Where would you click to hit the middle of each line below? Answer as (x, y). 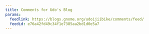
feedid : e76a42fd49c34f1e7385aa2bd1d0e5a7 (54, 24)
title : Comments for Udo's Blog (39, 10)
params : (13, 14)
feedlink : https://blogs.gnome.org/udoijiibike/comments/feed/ (77, 19)
